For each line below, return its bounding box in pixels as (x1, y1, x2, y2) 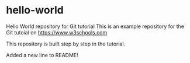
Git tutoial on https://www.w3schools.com (6, 29, 108, 36)
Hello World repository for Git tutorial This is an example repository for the (6, 23, 185, 30)
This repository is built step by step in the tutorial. (6, 40, 126, 47)
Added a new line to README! (6, 51, 79, 58)
